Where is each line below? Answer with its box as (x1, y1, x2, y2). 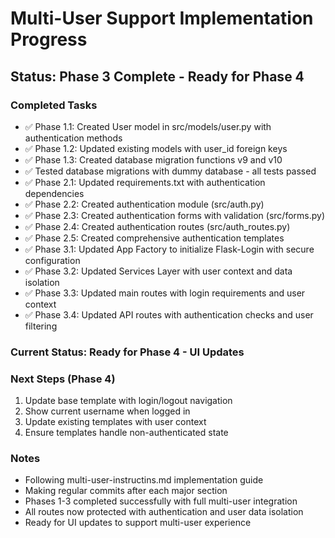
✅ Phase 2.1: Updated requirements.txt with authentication (24, 176, 266, 188)
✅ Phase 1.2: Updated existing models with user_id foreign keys (24, 142, 288, 154)
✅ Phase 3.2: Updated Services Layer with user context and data (24, 265, 293, 277)
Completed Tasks (10, 98, 98, 112)
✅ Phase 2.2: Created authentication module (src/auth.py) (24, 198, 265, 210)
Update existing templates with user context (24, 416, 207, 428)
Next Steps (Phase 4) (10, 372, 116, 386)
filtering (24, 320, 58, 332)
